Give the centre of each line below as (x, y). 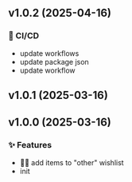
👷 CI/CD (24, 36)
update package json (54, 61)
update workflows (49, 53)
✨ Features (30, 145)
